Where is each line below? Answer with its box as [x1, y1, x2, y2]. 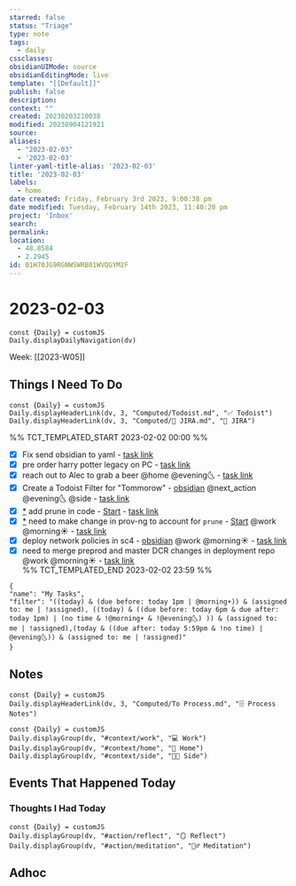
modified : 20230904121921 [9, 121, 105, 130]
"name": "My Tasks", [9, 589, 86, 599]
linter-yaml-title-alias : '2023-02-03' [9, 162, 157, 170]
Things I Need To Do [9, 377, 123, 392]
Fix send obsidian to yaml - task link [21, 449, 153, 460]
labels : [9, 178, 38, 187]
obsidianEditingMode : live [9, 71, 109, 80]
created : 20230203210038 [9, 112, 101, 121]
